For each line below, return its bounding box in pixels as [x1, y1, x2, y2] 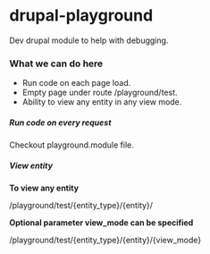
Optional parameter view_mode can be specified [9, 217, 194, 228]
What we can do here [9, 57, 104, 70]
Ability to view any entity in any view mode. [21, 97, 182, 107]
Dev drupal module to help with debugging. [9, 35, 169, 46]
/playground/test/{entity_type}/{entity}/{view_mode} [9, 234, 202, 246]
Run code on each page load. [21, 78, 131, 89]
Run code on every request [9, 117, 112, 128]
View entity [9, 160, 54, 171]
